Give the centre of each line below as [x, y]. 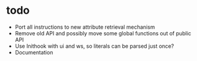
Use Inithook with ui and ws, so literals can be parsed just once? [94, 46]
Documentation [34, 52]
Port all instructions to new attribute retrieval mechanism [85, 27]
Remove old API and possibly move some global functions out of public [103, 33]
